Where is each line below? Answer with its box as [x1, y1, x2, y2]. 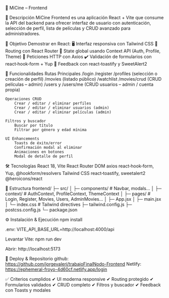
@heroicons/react [5, 175, 43, 182]
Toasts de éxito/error [14, 141, 62, 146]
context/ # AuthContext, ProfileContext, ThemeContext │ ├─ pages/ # [5, 191, 151, 197]
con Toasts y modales [5, 287, 51, 293]
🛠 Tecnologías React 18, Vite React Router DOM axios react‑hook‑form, [5, 163, 154, 169]
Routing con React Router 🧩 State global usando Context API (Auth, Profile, [5, 48, 161, 54]
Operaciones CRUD [5, 96, 42, 101]
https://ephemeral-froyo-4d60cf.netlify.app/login [5, 266, 107, 272]
